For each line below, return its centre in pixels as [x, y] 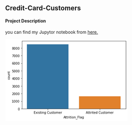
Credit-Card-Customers [43, 8]
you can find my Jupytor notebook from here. [52, 32]
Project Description [26, 21]
